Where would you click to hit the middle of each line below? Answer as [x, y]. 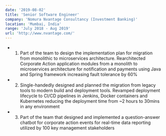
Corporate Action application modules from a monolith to [79, 64]
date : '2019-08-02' [26, 10]
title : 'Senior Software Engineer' [42, 15]
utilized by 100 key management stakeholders [67, 128]
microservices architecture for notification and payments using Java [91, 69]
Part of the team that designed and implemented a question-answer [90, 117]
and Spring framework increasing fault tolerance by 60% [79, 74]
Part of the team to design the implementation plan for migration [86, 53]
